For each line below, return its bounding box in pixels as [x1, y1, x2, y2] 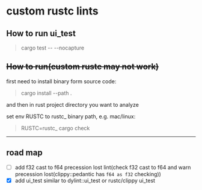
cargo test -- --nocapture [20, 44, 85, 51]
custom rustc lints [6, 4, 99, 18]
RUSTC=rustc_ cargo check [20, 124, 90, 131]
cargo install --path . [20, 89, 72, 97]
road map [6, 148, 43, 158]
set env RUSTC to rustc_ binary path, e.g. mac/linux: [6, 113, 136, 120]
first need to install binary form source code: [6, 77, 117, 85]
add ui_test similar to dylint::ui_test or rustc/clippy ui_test [14, 177, 155, 184]
